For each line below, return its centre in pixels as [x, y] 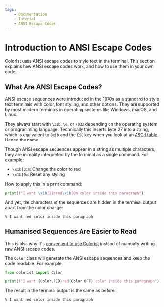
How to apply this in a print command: [43, 184]
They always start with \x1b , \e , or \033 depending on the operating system [81, 124]
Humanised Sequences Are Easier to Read [71, 232]
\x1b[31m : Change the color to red [46, 169]
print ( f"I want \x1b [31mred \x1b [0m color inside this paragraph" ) [74, 193]
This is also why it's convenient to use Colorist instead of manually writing [80, 243]
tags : [11, 10]
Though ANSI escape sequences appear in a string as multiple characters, [80, 149]
